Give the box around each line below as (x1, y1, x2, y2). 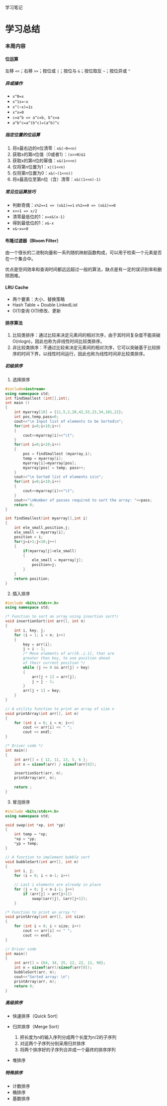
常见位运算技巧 (5, 188, 36, 194)
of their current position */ (23, 660, 85, 665)
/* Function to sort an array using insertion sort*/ (5, 614, 119, 619)
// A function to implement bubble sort (5, 854, 90, 860)
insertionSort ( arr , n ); (14, 771, 64, 776)
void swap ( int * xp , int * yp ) (5, 822, 66, 827)
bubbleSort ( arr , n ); (14, 970, 57, 975)
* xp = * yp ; (14, 836, 37, 841)
